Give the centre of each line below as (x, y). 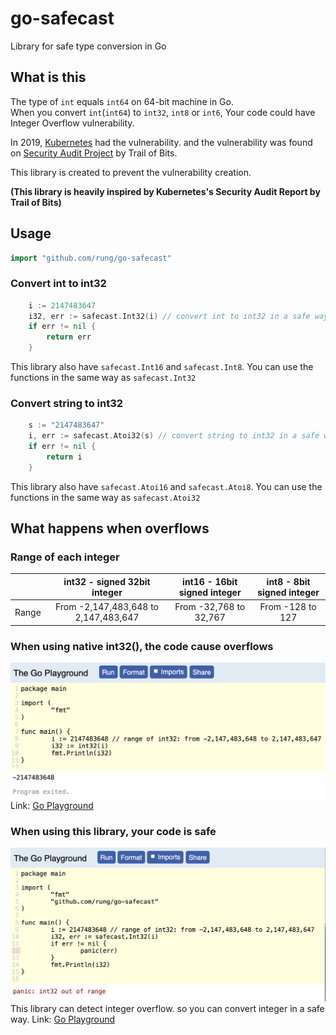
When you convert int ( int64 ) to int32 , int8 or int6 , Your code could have (163, 112)
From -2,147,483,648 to (106, 607)
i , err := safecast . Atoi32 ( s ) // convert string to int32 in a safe (174, 436)
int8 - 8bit (288, 581)
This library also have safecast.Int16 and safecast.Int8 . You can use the (162, 367)
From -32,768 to (210, 607)
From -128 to (288, 607)
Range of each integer (65, 557)
